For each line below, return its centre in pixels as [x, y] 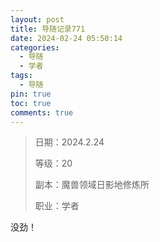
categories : [35, 47]
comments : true [42, 112]
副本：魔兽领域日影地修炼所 [92, 185]
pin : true [31, 94]
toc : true [31, 103]
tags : [21, 76]
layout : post [37, 19]
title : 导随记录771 [48, 29]
